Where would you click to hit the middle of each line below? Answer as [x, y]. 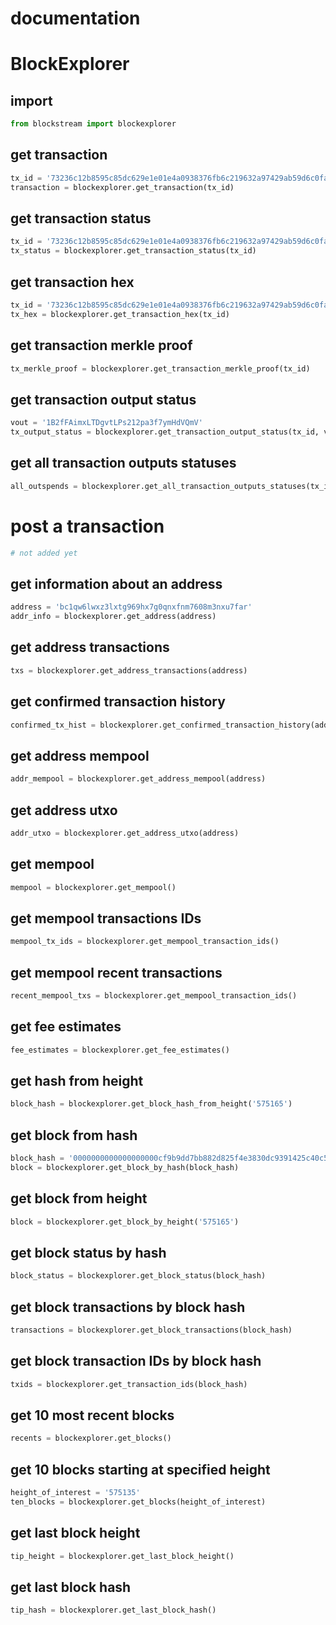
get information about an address [116, 583]
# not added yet [44, 553]
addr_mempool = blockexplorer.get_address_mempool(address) [138, 779]
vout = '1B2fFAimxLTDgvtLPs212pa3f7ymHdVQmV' [106, 423]
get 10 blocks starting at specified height [140, 1469]
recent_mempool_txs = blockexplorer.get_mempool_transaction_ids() [154, 996]
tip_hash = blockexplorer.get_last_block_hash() [113, 1610]
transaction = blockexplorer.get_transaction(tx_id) [122, 187]
